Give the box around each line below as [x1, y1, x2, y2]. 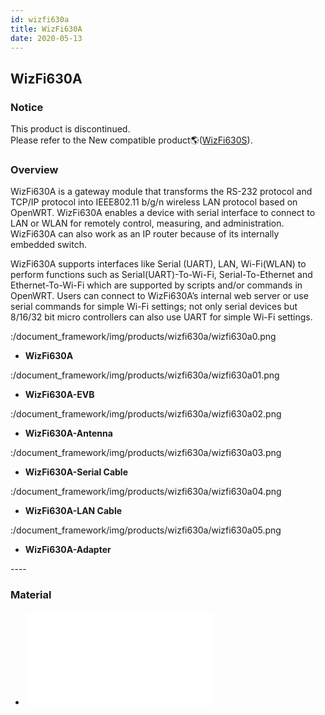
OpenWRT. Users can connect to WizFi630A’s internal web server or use [10, 290, 309, 302]
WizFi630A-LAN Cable [24, 505, 123, 517]
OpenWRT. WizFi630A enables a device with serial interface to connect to [10, 207, 316, 219]
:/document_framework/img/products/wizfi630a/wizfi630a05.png [10, 524, 282, 536]
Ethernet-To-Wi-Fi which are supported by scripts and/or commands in [10, 279, 303, 291]
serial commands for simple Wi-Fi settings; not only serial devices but [10, 301, 298, 313]
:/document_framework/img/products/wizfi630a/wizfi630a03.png [10, 447, 282, 459]
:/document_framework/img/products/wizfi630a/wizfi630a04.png [10, 486, 282, 498]
